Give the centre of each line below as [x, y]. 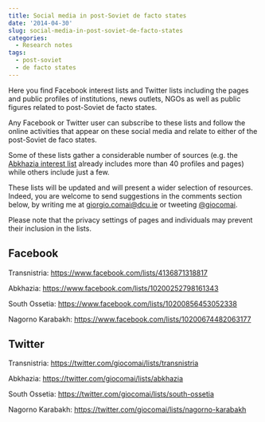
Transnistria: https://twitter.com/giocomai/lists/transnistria [103, 363]
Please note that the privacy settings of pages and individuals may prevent [131, 219]
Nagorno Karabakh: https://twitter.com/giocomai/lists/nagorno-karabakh [127, 410]
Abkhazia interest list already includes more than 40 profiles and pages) [126, 164]
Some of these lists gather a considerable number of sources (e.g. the [123, 155]
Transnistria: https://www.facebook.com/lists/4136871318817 [108, 273]
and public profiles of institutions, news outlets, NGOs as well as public [125, 99]
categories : [28, 38]
